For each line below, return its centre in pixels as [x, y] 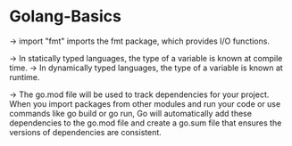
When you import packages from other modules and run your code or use [145, 103]
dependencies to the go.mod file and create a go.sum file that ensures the [146, 123]
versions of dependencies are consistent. [86, 132]
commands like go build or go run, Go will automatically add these [131, 113]
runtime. [25, 77]
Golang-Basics [66, 16]
